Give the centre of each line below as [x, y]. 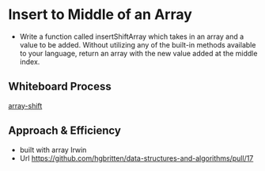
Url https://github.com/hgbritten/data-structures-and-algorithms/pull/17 [136, 158]
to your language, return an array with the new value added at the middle [138, 53]
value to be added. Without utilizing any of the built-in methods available [138, 44]
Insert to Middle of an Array [100, 15]
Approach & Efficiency [64, 131]
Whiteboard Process [60, 87]
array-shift [25, 105]
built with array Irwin [53, 150]
